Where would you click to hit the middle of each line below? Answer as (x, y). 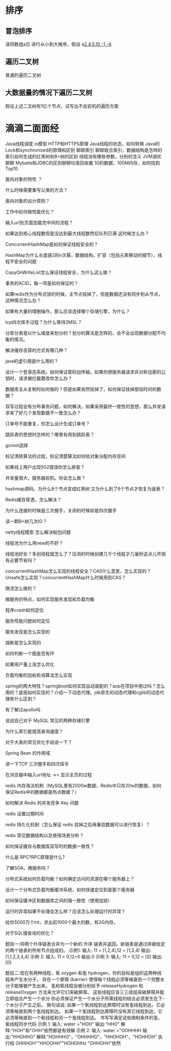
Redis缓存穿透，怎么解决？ (34, 499)
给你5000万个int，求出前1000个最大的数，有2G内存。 (62, 922)
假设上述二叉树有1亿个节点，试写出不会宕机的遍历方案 (62, 106)
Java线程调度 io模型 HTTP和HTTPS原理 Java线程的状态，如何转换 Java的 (83, 144)
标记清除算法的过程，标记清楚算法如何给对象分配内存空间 (65, 456)
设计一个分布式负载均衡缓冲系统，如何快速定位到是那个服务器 (70, 890)
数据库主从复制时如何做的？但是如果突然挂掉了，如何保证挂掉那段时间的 (81, 389)
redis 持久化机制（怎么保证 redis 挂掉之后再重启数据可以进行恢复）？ (78, 824)
